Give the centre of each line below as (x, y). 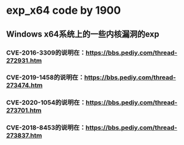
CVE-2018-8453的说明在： (46, 128)
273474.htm (24, 86)
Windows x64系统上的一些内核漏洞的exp (83, 34)
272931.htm (24, 61)
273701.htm (24, 110)
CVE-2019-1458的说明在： (45, 77)
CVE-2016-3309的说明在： (46, 53)
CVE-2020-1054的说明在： (46, 102)
